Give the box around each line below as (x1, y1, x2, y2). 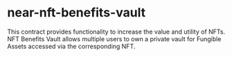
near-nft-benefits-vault (7, 5, 146, 21)
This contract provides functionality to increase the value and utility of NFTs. (7, 27, 226, 36)
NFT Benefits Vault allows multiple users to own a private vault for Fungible (7, 34, 222, 43)
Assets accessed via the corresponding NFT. (7, 42, 136, 50)
